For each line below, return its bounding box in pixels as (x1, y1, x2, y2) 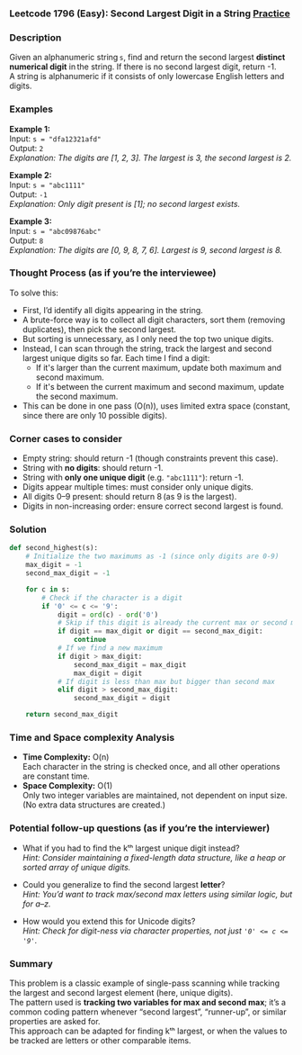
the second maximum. (35, 391, 119, 401)
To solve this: (9, 287, 58, 298)
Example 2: (9, 169, 52, 180)
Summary (9, 957, 54, 969)
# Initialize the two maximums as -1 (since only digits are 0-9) (25, 552, 280, 561)
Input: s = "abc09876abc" (9, 225, 102, 236)
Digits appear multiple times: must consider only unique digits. (22, 482, 253, 492)
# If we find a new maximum (57, 644, 164, 653)
